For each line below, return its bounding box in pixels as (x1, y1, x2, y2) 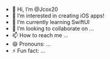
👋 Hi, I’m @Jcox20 (11, 6, 59, 13)
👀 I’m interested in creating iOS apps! (11, 12, 105, 19)
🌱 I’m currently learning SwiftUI (11, 19, 90, 25)
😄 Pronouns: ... (11, 40, 51, 48)
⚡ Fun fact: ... (11, 47, 45, 54)
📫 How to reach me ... (11, 32, 68, 39)
